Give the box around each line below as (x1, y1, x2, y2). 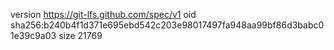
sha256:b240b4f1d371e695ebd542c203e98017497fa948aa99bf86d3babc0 (10, 19, 325, 31)
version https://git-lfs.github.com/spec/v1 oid (10, 9, 197, 20)
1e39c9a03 (10, 30, 57, 41)
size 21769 (58, 30, 103, 41)
